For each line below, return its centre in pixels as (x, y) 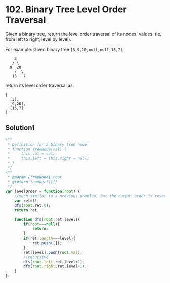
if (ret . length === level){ (50, 239)
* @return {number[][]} (32, 182)
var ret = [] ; (27, 201)
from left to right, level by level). (38, 39)
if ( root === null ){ (41, 224)
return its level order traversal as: (40, 85)
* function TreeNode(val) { (37, 149)
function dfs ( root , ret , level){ (47, 219)
